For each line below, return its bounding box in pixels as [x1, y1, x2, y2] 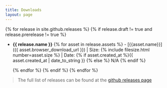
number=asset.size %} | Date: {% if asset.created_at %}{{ [12, 52, 133, 58]
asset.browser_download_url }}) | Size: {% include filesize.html [19, 47, 150, 53]
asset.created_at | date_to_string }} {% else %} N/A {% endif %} [12, 57, 146, 63]
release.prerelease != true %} [5, 31, 67, 37]
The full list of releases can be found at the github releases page [17, 77, 152, 83]
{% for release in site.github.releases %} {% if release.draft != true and [5, 26, 152, 32]
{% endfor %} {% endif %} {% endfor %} [12, 67, 98, 73]
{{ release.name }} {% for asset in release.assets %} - [12, 41, 127, 47]
